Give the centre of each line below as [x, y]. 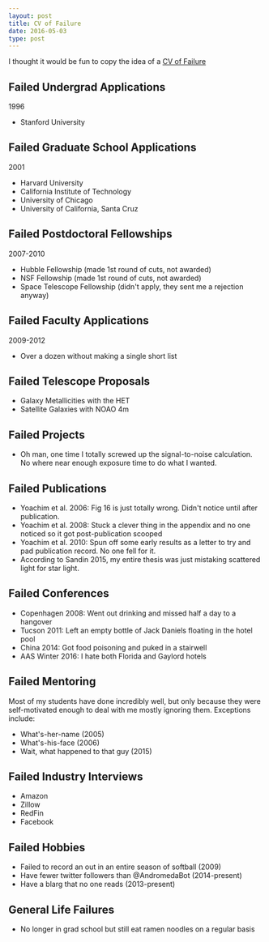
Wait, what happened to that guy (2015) [86, 751]
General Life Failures [62, 909]
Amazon [34, 796]
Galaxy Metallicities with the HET [75, 401]
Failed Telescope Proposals [79, 381]
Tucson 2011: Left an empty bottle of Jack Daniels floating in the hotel [136, 630]
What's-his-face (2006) [60, 743]
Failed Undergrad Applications [87, 87]
